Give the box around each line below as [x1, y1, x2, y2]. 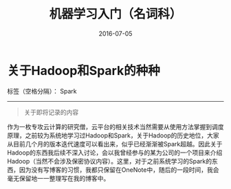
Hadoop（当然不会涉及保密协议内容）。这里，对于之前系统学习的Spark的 [7, 157, 212, 165]
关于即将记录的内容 [23, 108, 79, 116]
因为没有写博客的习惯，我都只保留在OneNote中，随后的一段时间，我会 [19, 166, 219, 174]
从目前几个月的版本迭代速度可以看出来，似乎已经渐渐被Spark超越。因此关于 [7, 140, 223, 148]
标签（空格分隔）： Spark [7, 87, 77, 95]
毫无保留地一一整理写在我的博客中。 [7, 174, 110, 182]
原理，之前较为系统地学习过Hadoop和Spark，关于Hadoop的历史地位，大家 [7, 131, 220, 140]
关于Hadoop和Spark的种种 [7, 63, 160, 78]
